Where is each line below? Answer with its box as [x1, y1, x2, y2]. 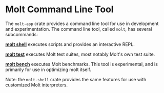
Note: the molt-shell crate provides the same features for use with [5, 76, 147, 82]
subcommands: [5, 31, 38, 37]
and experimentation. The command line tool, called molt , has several [5, 26, 152, 32]
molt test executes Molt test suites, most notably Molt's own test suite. [5, 51, 155, 57]
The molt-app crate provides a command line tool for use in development [5, 20, 159, 27]
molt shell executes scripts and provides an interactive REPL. [5, 41, 135, 47]
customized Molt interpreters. [5, 82, 68, 88]
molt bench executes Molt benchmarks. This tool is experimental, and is [5, 61, 158, 67]
